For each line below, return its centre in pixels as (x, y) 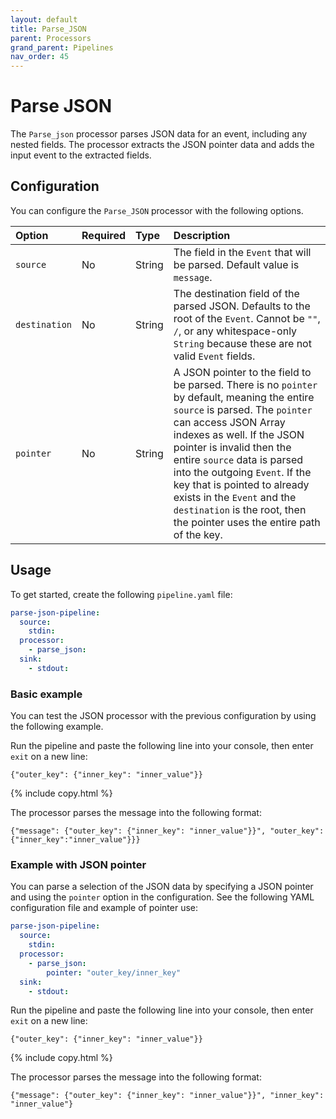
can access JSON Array (229, 422)
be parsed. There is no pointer (245, 384)
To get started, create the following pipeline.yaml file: (121, 594)
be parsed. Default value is (236, 264)
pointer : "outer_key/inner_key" (114, 972)
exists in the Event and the (235, 497)
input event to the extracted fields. (81, 155)
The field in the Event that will (242, 252)
